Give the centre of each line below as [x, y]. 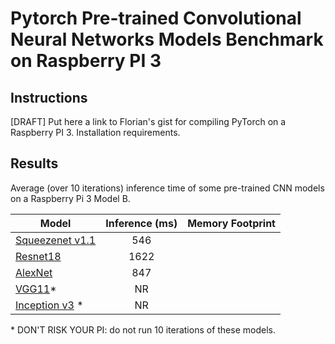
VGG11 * [36, 289]
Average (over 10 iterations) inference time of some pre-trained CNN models [167, 188]
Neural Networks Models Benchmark [167, 39]
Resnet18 [38, 256]
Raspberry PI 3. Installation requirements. [95, 132]
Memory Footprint [231, 223]
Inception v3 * [49, 305]
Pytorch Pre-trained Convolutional [156, 18]
